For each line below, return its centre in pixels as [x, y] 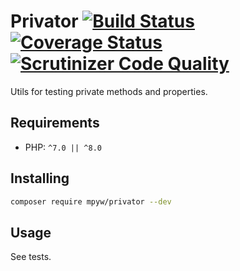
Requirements [55, 123]
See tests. [31, 257]
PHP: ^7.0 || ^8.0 [63, 147]
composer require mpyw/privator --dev [91, 201]
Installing [40, 178]
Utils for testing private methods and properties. [109, 91]
